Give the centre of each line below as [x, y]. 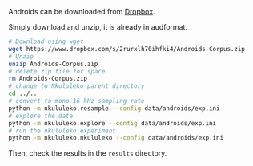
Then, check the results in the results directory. [88, 153]
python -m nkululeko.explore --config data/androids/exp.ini [112, 123]
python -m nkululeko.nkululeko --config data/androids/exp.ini [116, 138]
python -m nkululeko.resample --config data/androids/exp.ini [114, 108]
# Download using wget [46, 41]
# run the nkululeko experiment [62, 131]
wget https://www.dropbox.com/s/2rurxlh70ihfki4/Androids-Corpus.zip [127, 49]
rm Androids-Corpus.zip [48, 79]
